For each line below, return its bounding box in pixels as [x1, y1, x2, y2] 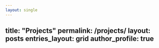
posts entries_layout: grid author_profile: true [5, 34, 154, 43]
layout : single [5, 7, 38, 13]
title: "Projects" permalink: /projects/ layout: [5, 27, 151, 35]
